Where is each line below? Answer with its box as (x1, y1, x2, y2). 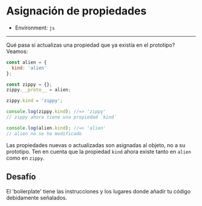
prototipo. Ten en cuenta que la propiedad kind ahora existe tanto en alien (6, 148, 191, 155)
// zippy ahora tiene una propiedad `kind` (6, 114, 117, 121)
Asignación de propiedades (6, 4, 147, 18)
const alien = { (6, 59, 47, 65)
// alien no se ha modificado (6, 130, 82, 136)
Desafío (6, 172, 36, 182)
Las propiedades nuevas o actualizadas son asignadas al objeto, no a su (6, 141, 185, 148)
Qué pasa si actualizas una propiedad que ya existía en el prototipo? (6, 41, 176, 49)
